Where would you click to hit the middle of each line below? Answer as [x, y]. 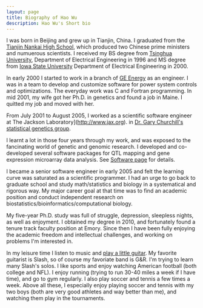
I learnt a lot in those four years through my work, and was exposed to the [98, 140]
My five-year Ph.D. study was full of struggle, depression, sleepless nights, [100, 216]
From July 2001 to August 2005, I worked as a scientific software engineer [99, 115]
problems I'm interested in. [40, 241]
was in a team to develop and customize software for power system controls [101, 84]
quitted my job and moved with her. [50, 104]
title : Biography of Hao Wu [42, 18]
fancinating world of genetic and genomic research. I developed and [92, 147]
